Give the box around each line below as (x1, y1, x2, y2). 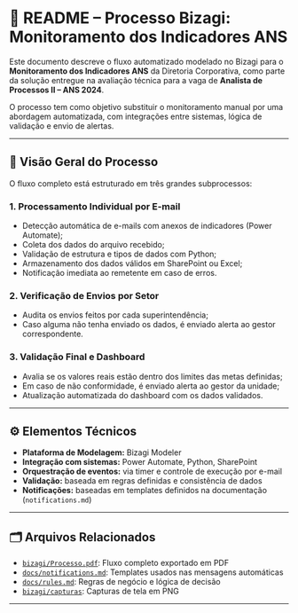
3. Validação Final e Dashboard (9, 350, 145, 363)
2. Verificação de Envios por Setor (9, 289, 160, 302)
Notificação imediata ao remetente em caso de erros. (21, 268, 217, 279)
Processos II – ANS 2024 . (9, 84, 105, 95)
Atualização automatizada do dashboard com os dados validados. (21, 389, 263, 400)
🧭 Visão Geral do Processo (9, 154, 159, 169)
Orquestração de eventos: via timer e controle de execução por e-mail (21, 466, 282, 477)
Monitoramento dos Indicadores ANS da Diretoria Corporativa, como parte (9, 66, 286, 76)
